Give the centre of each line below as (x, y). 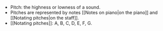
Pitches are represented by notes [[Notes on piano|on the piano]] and (84, 12)
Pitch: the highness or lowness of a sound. (55, 7)
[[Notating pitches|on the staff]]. (44, 18)
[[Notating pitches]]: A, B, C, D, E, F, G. (51, 23)
